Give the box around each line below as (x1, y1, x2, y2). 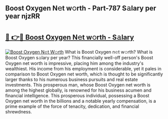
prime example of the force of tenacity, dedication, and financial (5, 103, 140, 109)
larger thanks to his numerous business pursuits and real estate (5, 76, 138, 83)
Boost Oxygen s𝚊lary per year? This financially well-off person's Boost (5, 55, 153, 60)
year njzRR (5, 12, 41, 21)
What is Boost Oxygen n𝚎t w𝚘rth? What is (64, 49, 153, 55)
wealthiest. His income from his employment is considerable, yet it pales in (5, 66, 161, 71)
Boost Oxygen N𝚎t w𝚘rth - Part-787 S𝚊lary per (5, 4, 156, 13)
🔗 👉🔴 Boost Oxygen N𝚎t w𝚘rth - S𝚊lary (5, 33, 135, 42)
